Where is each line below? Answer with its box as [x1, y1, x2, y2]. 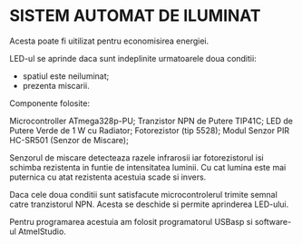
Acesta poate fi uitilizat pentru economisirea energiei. [9, 35, 209, 46]
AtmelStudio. [17, 226, 66, 237]
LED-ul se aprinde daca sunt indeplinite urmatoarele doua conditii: [9, 53, 257, 63]
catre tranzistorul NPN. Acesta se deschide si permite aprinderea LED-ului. [9, 199, 289, 210]
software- [254, 216, 292, 227]
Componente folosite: [9, 97, 91, 109]
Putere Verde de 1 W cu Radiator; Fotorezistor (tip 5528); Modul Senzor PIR [9, 124, 290, 136]
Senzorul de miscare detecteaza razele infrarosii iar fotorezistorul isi [9, 151, 265, 163]
